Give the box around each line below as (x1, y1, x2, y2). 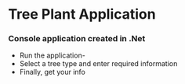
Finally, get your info (19, 68, 86, 77)
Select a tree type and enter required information (19, 59, 178, 68)
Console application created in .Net (8, 33, 146, 44)
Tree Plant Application (8, 5, 156, 23)
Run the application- (19, 51, 86, 60)
